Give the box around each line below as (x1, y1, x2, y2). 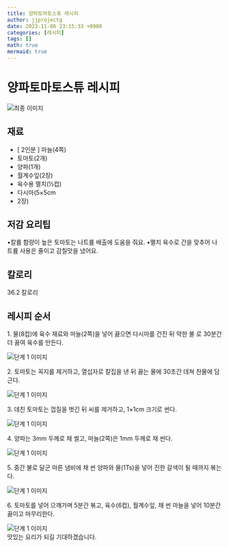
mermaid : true (7, 49, 48, 56)
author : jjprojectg (7, 16, 63, 23)
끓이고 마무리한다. (7, 510, 55, 518)
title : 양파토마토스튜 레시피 (7, 10, 79, 17)
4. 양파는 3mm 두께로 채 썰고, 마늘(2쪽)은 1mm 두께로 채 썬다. (7, 435, 173, 443)
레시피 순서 (7, 310, 51, 322)
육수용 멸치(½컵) (16, 180, 62, 188)
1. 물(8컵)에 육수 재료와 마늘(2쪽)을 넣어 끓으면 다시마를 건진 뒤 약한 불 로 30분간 (7, 330, 222, 338)
